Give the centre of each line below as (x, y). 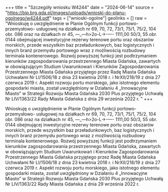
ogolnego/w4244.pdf (27, 18)
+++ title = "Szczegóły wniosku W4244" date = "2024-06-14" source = (80, 7)
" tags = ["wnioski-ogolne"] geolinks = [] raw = (98, 18)
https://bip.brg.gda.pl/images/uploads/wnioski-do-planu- (67, 13)
